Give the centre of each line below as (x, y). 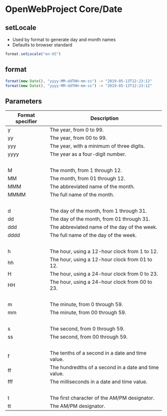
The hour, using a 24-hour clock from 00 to (101, 282)
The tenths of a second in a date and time (98, 353)
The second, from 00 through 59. (88, 337)
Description (104, 118)
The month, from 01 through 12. (87, 179)
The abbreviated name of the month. (92, 187)
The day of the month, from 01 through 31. (100, 219)
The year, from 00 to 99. (78, 138)
